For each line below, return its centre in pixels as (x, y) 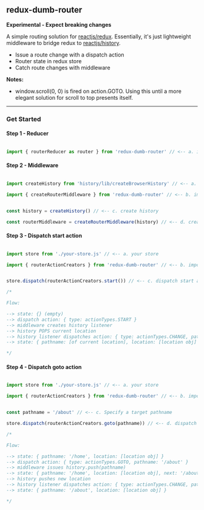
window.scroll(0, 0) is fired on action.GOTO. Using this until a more (98, 91)
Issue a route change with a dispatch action (70, 55)
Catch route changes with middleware (63, 67)
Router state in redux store (48, 61)
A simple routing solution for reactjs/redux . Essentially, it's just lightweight (99, 36)
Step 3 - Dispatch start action (44, 236)
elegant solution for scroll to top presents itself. (74, 97)
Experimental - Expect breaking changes (59, 24)
